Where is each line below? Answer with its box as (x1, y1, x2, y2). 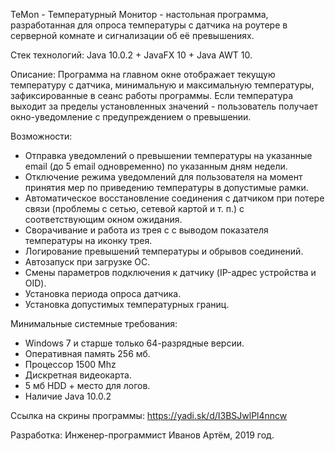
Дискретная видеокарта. (24, 369, 132, 381)
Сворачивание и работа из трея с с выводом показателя (24, 224, 269, 236)
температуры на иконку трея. (24, 235, 153, 246)
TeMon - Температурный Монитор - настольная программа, (10, 9, 269, 20)
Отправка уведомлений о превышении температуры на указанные (24, 150, 313, 161)
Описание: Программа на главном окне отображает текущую (10, 69, 276, 80)
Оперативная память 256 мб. (24, 348, 151, 359)
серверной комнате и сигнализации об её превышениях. (10, 30, 255, 41)
